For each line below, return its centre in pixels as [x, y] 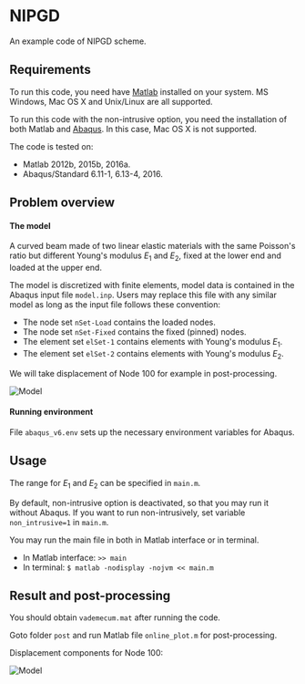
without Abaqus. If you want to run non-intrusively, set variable [127, 513]
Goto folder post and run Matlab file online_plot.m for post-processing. [143, 636]
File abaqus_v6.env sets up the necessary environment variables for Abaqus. [152, 432]
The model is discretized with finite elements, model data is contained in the [152, 285]
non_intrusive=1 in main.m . [59, 522]
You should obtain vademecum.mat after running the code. [115, 617]
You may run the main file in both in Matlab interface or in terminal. [134, 540]
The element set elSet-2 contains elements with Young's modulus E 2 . [153, 354]
